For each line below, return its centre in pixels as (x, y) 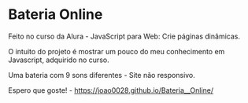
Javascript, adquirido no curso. (59, 60)
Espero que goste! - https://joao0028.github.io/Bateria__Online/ (111, 90)
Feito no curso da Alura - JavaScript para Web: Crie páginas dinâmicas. (124, 36)
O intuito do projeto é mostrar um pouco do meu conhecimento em (117, 51)
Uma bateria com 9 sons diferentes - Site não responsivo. (102, 75)
